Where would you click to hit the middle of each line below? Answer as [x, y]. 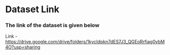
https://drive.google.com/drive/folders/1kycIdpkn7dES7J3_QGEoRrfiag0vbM [85, 42]
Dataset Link [32, 9]
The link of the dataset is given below [52, 25]
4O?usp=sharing [23, 47]
